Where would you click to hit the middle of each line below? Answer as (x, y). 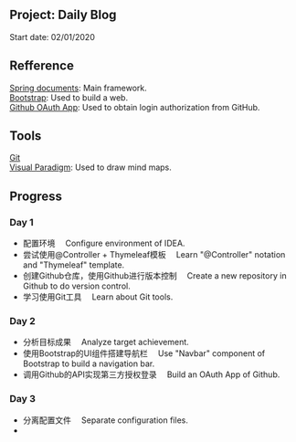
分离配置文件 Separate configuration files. (106, 420)
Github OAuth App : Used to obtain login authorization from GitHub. (135, 107)
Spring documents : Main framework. (79, 88)
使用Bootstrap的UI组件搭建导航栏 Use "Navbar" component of (144, 353)
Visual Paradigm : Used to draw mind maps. (90, 167)
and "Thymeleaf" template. (74, 265)
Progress (36, 196)
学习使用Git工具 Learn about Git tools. (98, 297)
